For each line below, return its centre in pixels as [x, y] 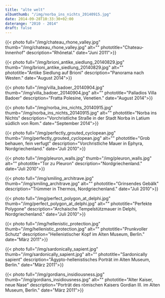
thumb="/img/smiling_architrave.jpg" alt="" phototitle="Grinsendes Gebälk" [82, 184]
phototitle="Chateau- [122, 47]
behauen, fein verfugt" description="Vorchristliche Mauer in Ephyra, [74, 143]
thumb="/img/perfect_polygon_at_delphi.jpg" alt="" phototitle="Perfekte [79, 204]
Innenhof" [15, 53]
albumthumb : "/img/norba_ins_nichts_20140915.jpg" [58, 14]
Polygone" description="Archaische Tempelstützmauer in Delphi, [71, 209]
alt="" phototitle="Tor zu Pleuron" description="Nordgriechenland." [74, 164]
